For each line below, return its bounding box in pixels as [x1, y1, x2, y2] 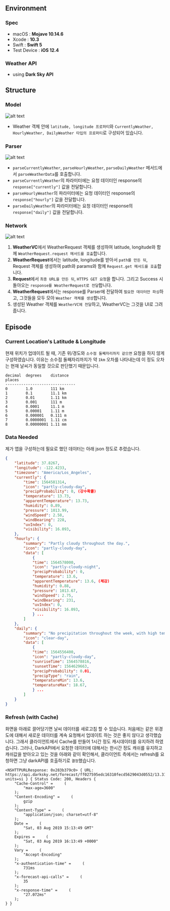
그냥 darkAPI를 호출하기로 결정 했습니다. [18, 757, 96, 764]
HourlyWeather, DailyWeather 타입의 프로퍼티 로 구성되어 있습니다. [12, 130, 143, 136]
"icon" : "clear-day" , [23, 635, 69, 641]
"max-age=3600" [23, 785, 56, 791]
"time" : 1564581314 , [23, 480, 67, 485]
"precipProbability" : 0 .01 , [32, 668, 92, 674]
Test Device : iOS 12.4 [12, 47, 59, 53]
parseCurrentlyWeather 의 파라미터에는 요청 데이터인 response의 [12, 177, 142, 183]
